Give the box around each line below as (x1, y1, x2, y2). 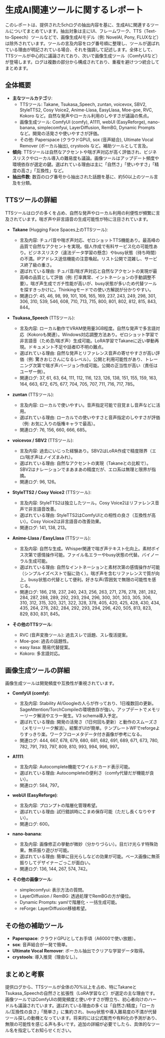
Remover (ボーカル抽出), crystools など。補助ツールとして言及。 (19, 143, 151, 148)
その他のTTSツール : (12, 621, 53, 627)
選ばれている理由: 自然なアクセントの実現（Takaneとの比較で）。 (19, 460, 151, 466)
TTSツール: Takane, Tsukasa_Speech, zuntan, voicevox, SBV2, (19, 101, 147, 107)
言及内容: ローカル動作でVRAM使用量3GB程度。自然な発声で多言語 (19, 325, 156, 331)
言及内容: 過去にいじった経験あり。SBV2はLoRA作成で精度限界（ (19, 447, 152, 453)
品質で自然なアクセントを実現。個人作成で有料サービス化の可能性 (19, 243, 154, 249)
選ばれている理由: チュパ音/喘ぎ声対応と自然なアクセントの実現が (19, 268, 153, 274)
